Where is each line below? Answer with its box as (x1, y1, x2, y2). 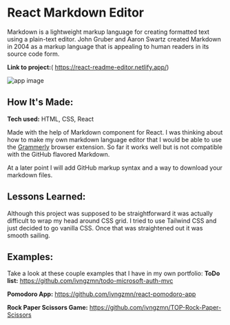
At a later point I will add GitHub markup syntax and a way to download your (7, 164, 222, 172)
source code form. (7, 50, 60, 58)
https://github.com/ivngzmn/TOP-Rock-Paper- (89, 304, 222, 312)
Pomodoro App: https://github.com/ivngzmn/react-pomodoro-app (7, 290, 196, 298)
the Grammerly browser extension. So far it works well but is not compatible (7, 143, 223, 151)
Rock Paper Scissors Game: (7, 304, 88, 312)
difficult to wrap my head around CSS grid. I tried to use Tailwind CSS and (7, 216, 217, 225)
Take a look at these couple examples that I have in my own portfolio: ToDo (7, 269, 220, 277)
